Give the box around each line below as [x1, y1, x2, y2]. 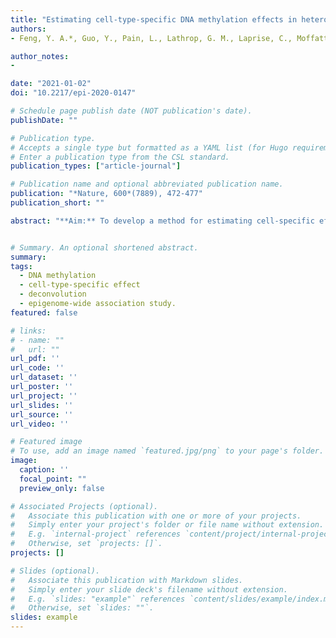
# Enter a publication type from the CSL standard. [10, 152, 230, 162]
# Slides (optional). [10, 566, 101, 576]
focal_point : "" [19, 474, 87, 484]
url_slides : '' [10, 400, 74, 410]
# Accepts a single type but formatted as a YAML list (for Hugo [10, 142, 288, 153]
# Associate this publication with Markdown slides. [10, 575, 244, 585]
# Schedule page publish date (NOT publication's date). [10, 106, 253, 116]
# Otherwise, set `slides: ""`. [10, 603, 155, 613]
